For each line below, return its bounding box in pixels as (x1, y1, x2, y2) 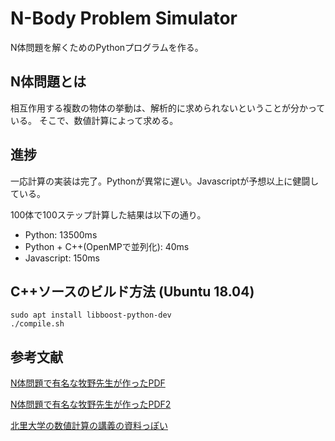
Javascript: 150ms (24, 252, 100, 264)
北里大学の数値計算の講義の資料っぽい (10, 420, 168, 432)
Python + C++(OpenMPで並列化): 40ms (24, 240, 190, 252)
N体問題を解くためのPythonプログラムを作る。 (10, 41, 204, 53)
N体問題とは (10, 73, 87, 91)
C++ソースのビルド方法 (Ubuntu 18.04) (10, 283, 255, 300)
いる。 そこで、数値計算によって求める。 (10, 114, 179, 126)
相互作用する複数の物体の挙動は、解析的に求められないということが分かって (10, 102, 326, 114)
